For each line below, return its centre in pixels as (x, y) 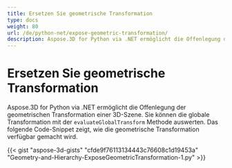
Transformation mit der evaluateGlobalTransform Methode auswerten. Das (113, 122)
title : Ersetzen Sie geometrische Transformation (80, 13)
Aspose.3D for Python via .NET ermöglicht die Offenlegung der (97, 107)
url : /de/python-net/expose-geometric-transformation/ (88, 33)
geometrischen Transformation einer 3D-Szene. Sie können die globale (108, 115)
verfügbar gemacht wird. (42, 137)
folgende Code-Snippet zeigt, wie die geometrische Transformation (103, 129)
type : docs (23, 20)
